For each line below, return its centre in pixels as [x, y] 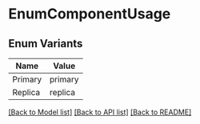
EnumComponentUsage [90, 14]
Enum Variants [46, 44]
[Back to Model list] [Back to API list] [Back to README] [100, 112]
